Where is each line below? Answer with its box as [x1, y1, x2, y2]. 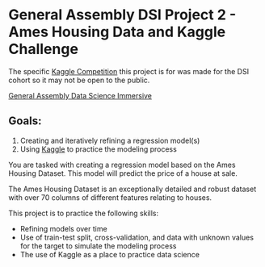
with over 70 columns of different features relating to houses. [8, 192, 212, 202]
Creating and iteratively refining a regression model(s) [19, 136, 200, 145]
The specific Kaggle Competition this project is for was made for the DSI [8, 66, 249, 76]
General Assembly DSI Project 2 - [8, 6, 237, 24]
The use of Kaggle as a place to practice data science [19, 249, 200, 259]
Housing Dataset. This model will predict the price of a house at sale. [8, 168, 238, 178]
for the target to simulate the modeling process [19, 240, 177, 251]
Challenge [8, 40, 79, 58]
